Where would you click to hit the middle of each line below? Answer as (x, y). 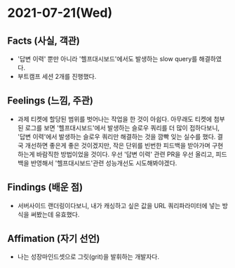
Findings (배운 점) (45, 187)
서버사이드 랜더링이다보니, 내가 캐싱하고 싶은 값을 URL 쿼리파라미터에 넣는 (119, 205)
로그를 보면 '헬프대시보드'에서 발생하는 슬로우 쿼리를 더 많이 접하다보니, (122, 127)
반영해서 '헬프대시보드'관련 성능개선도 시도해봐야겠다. (104, 162)
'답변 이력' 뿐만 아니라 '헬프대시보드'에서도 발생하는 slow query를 (107, 59)
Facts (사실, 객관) (44, 40)
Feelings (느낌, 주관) (50, 101)
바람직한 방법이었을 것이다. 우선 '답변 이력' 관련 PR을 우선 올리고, (125, 154)
